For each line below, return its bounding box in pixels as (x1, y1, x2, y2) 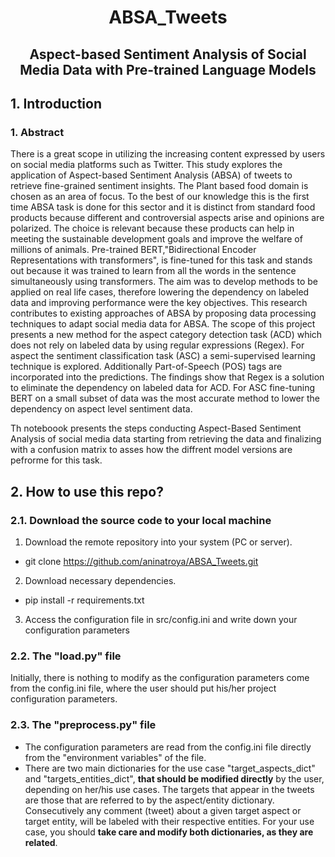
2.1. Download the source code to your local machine (10, 513, 272, 527)
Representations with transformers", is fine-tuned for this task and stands (10, 254, 313, 266)
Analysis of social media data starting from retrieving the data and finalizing (10, 433, 322, 445)
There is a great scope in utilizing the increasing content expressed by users (10, 148, 326, 160)
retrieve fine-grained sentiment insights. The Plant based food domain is (10, 180, 309, 192)
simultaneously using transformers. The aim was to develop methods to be (10, 276, 319, 288)
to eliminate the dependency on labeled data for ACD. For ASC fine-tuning (10, 382, 315, 394)
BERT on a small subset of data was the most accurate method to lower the (10, 392, 320, 405)
